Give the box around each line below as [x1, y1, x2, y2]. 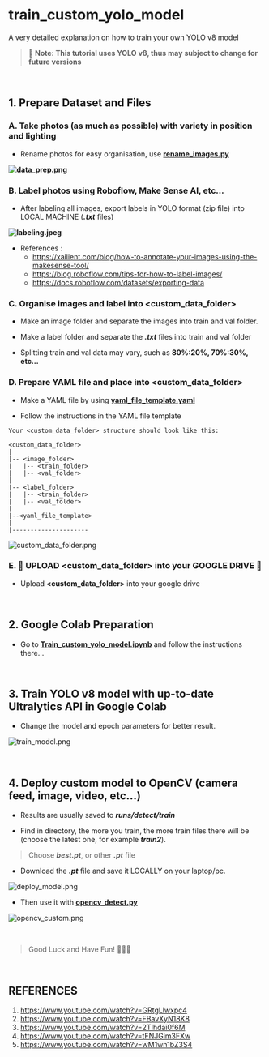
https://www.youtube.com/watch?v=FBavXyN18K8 [19, 1014, 190, 1024]
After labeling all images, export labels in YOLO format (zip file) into [19, 203, 245, 212]
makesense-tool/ [32, 260, 89, 270]
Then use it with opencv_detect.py [19, 897, 138, 907]
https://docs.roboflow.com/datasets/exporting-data [32, 277, 205, 287]
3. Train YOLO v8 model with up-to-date [8, 687, 215, 701]
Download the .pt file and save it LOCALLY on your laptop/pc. [19, 866, 226, 876]
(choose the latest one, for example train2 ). [19, 835, 166, 845]
